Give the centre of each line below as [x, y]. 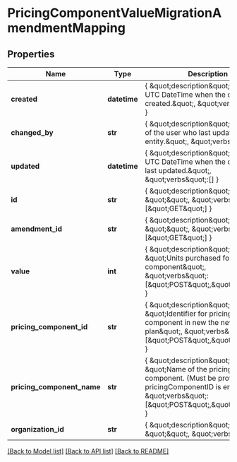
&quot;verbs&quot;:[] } [182, 179]
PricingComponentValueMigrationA [115, 13]
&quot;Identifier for [176, 314]
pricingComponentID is [183, 387]
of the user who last [177, 132]
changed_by [32, 132]
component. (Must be [180, 378]
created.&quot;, [170, 103]
